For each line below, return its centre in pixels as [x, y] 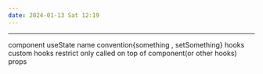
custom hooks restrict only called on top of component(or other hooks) [122, 53]
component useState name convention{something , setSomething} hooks [126, 44]
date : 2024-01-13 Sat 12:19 [54, 15]
